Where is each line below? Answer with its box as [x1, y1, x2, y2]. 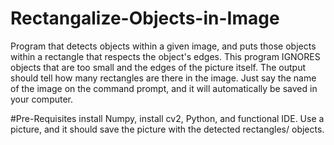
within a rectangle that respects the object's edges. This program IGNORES [10, 50, 321, 62]
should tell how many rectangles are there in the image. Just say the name [10, 72, 317, 84]
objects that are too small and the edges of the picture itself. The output [10, 61, 307, 73]
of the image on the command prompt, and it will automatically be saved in [10, 82, 318, 94]
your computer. [10, 93, 74, 105]
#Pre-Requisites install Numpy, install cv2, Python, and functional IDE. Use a [10, 112, 325, 124]
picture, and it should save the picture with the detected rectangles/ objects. [10, 123, 325, 135]
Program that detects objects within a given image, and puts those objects [10, 40, 317, 52]
